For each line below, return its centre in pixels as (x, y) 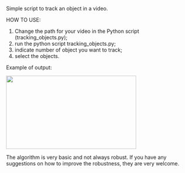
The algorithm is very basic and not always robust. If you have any (86, 157)
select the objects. (37, 56)
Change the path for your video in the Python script (77, 31)
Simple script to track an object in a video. (57, 9)
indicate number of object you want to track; (68, 50)
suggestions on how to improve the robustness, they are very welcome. (93, 163)
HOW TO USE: (23, 20)
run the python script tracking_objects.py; (65, 44)
